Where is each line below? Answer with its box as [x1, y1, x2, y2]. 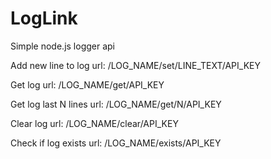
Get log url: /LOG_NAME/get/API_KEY [10, 78, 165, 91]
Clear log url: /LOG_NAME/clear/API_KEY [10, 117, 179, 129]
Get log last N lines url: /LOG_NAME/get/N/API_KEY [10, 98, 222, 110]
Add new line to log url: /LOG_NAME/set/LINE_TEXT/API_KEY [10, 59, 261, 71]
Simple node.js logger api [10, 40, 116, 52]
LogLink [10, 7, 78, 30]
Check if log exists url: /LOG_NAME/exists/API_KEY [10, 137, 222, 149]
